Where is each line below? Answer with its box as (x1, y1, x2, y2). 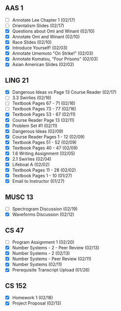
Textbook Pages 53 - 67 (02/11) (12, 111, 76, 117)
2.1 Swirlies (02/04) (12, 156, 51, 162)
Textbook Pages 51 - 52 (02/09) (12, 139, 77, 145)
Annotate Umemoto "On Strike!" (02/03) (12, 50, 94, 56)
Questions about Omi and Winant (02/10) (12, 28, 95, 34)
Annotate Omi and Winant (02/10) (12, 34, 80, 39)
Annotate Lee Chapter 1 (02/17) (12, 17, 75, 23)
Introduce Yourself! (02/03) (12, 45, 68, 51)
